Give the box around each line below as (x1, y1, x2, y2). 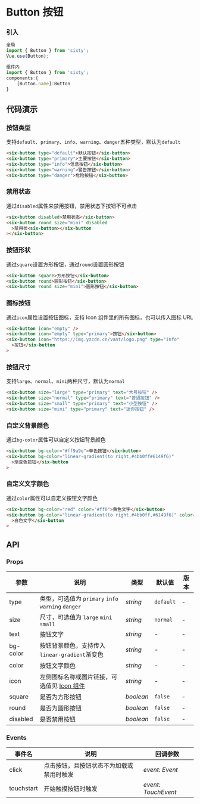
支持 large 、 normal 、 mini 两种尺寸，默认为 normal (6, 378, 125, 385)
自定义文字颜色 (6, 480, 49, 488)
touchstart (9, 784, 38, 793)
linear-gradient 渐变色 (39, 651, 104, 659)
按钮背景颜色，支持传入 (39, 642, 106, 650)
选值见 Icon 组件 (39, 682, 85, 690)
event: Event (143, 766, 179, 774)
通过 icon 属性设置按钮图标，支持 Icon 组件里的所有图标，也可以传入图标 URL (6, 314, 193, 321)
